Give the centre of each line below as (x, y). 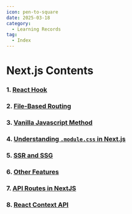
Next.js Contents (50, 71)
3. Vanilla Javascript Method (50, 122)
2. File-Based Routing (39, 106)
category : (19, 23)
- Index (22, 40)
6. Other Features (33, 172)
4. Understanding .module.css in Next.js (66, 139)
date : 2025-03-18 (28, 18)
